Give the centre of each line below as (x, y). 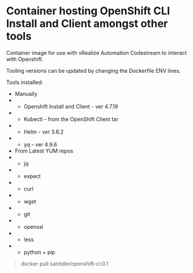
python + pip (39, 252)
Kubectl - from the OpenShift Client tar (71, 119)
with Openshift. (25, 59)
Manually (26, 94)
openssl (33, 227)
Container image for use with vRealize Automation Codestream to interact (96, 52)
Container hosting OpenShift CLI (88, 11)
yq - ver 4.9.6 (41, 144)
